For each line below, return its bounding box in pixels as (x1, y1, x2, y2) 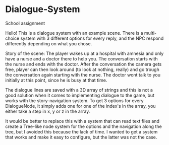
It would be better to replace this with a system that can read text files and (5, 118, 160, 124)
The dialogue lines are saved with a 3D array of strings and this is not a (5, 87, 153, 93)
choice (5, 35, 20, 41)
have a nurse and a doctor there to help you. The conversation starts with (5, 55, 158, 61)
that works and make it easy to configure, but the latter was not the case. (5, 134, 157, 140)
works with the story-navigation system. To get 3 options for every (5, 97, 144, 104)
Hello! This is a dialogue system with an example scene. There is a (5, 30, 143, 36)
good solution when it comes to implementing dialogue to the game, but (5, 92, 155, 98)
